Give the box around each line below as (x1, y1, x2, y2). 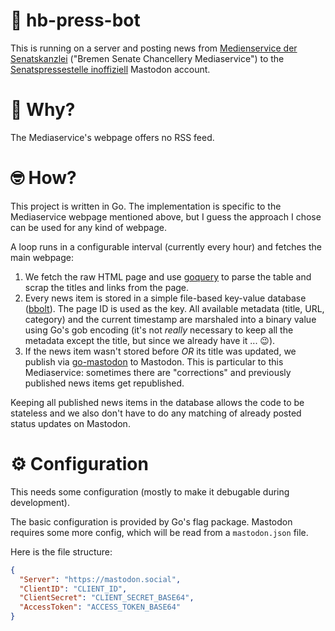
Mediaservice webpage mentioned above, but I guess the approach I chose (10, 210, 322, 223)
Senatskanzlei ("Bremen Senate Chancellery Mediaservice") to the (10, 52, 285, 64)
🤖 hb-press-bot (10, 9, 141, 32)
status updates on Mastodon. (10, 417, 131, 429)
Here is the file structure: (10, 545, 113, 558)
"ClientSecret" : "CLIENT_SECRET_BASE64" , (19, 593, 195, 603)
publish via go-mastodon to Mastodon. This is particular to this (24, 355, 284, 368)
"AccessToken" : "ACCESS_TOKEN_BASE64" (19, 602, 182, 613)
